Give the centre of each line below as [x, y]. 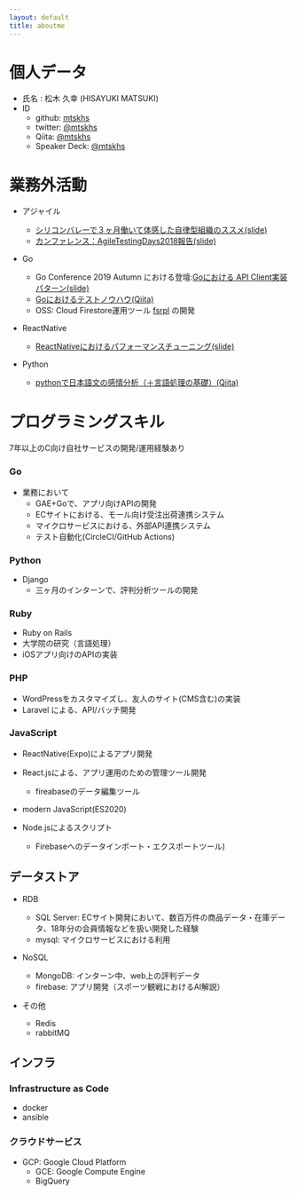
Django [35, 579]
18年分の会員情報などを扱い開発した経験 [125, 928]
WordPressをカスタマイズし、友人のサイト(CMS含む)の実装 [131, 699]
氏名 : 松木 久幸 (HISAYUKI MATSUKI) [90, 99]
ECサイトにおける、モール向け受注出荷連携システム [129, 514]
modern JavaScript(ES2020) [74, 809]
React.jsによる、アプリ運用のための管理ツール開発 [114, 772]
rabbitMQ [53, 1033]
